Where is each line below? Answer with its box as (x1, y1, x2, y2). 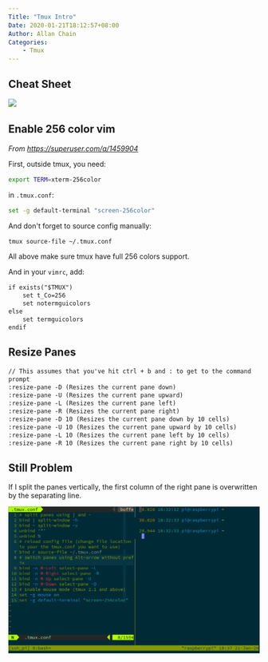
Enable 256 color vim (8, 122, 116, 136)
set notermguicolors (22, 299, 91, 307)
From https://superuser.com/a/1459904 (8, 144, 139, 153)
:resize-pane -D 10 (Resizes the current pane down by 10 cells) (8, 415, 230, 423)
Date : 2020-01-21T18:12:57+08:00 (8, 21, 120, 30)
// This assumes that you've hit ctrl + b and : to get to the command (8, 367, 251, 375)
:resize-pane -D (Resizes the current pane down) (8, 383, 177, 391)
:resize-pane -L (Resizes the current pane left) (8, 399, 177, 407)
